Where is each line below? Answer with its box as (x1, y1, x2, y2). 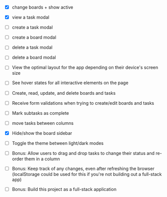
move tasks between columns (11, 120, 74, 126)
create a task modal (11, 25, 53, 31)
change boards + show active (11, 5, 73, 10)
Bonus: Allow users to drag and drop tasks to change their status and (11, 150, 154, 156)
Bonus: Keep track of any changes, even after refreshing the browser (11, 165, 154, 171)
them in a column (24, 155, 60, 162)
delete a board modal (11, 55, 56, 61)
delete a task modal (11, 45, 53, 51)
